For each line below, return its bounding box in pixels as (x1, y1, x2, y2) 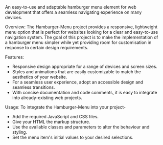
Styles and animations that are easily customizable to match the (12, 69, 141, 75)
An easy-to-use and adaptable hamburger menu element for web (5, 4, 137, 10)
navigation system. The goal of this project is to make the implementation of (5, 34, 158, 40)
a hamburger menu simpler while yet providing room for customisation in (5, 40, 152, 45)
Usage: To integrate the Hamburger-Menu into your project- (5, 104, 126, 110)
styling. (12, 129, 27, 135)
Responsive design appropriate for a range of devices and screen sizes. (12, 63, 158, 69)
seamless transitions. (12, 84, 55, 90)
